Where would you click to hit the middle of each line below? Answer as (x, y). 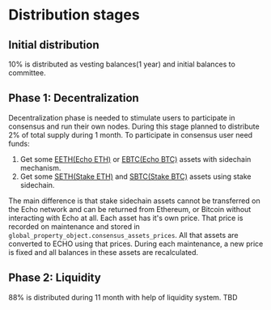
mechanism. (40, 168)
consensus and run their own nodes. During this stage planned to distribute (134, 126)
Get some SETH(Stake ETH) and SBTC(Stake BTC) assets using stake (135, 176)
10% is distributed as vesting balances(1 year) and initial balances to (122, 64)
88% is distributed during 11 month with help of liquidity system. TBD (123, 297)
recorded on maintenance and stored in (74, 226)
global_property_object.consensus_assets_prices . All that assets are (123, 235)
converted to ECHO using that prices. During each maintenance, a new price (136, 244)
